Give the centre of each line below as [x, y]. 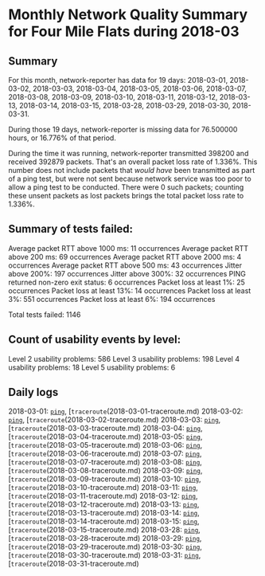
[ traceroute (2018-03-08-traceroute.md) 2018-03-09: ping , [105, 471]
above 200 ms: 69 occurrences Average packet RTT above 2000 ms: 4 [125, 257]
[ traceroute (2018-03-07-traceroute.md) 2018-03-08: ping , [105, 462]
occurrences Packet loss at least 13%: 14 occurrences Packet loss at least [130, 290]
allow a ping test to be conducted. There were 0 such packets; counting [126, 187]
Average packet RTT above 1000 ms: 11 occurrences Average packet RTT [129, 248]
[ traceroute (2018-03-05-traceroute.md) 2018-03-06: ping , [105, 445]
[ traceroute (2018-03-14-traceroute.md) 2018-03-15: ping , [104, 521]
